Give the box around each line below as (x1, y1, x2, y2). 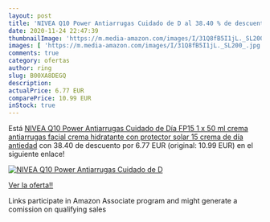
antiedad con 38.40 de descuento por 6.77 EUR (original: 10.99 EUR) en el (8, 141, 253, 150)
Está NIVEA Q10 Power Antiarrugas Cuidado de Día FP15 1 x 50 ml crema (8, 124, 249, 134)
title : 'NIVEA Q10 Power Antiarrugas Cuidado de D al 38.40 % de (8, 19, 231, 27)
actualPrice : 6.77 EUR (8, 86, 84, 95)
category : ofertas (8, 57, 70, 65)
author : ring (8, 64, 52, 72)
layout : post (8, 11, 52, 20)
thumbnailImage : (8, 34, 63, 43)
